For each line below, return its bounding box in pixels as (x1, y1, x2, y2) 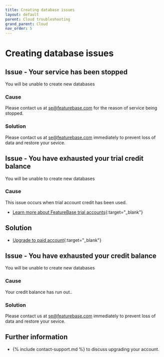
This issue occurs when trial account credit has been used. (5, 199, 127, 205)
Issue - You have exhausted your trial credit (5, 154, 144, 163)
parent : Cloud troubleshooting (5, 17, 70, 22)
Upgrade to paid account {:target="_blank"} (12, 237, 101, 243)
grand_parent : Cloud (5, 21, 48, 27)
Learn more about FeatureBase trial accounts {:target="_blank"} (12, 209, 143, 215)
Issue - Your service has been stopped (5, 67, 128, 76)
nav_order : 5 (5, 26, 32, 31)
